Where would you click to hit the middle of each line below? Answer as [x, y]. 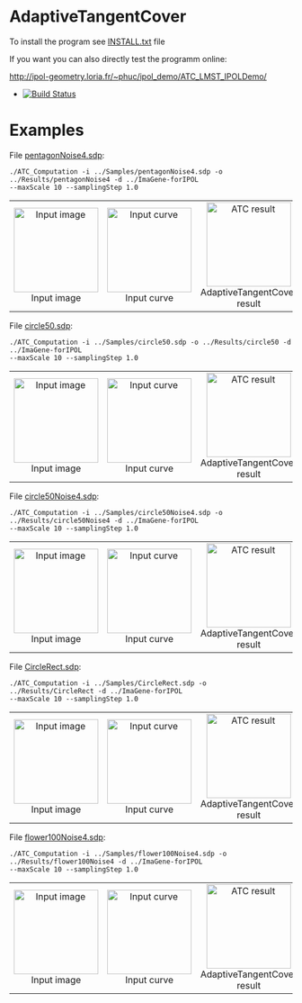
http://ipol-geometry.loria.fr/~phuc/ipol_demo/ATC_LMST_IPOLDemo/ [138, 76]
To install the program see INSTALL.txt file [87, 41]
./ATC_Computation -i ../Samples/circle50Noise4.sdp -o [116, 512]
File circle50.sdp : [41, 325]
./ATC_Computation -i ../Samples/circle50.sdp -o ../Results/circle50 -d [151, 342]
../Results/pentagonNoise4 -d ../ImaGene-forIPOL [104, 179]
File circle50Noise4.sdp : [54, 496]
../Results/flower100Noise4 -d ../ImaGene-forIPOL [106, 862]
